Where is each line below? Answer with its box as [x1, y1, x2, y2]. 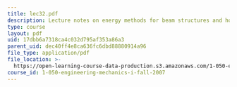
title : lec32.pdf [7, 10, 59, 18]
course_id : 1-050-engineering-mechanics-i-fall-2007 [7, 69, 166, 76]
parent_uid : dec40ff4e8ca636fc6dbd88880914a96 [7, 43, 147, 50]
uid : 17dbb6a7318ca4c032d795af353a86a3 [7, 36, 125, 43]
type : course [7, 23, 46, 30]
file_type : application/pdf [7, 50, 90, 57]
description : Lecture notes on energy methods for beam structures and [7, 17, 222, 24]
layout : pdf [7, 29, 42, 37]
